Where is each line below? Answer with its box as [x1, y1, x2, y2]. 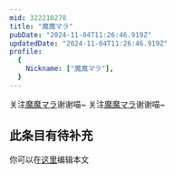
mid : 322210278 [9, 13, 67, 23]
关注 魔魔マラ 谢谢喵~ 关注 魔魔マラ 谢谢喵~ [9, 98, 166, 109]
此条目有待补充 [9, 128, 93, 144]
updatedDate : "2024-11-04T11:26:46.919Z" [9, 38, 169, 48]
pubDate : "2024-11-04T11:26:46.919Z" [9, 30, 152, 39]
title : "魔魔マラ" [9, 22, 74, 31]
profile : [9, 47, 43, 56]
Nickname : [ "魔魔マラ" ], [25, 65, 114, 74]
